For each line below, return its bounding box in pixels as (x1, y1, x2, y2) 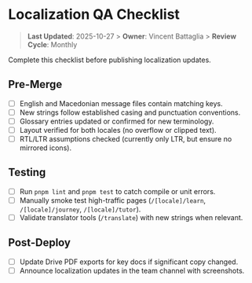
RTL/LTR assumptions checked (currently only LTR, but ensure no (19, 134, 232, 143)
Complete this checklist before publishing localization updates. (8, 55, 212, 64)
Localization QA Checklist (8, 6, 181, 24)
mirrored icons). (19, 143, 72, 153)
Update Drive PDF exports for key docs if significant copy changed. (19, 257, 239, 266)
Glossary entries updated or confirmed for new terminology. (19, 116, 214, 126)
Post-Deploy (8, 236, 71, 249)
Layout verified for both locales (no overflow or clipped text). (19, 125, 217, 134)
